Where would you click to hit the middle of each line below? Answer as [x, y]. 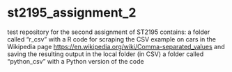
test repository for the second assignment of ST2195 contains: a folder [109, 32]
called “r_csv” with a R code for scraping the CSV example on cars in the [111, 39]
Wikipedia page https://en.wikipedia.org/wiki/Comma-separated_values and [116, 46]
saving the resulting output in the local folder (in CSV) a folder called [106, 54]
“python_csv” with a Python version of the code [76, 61]
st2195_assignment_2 [72, 13]
